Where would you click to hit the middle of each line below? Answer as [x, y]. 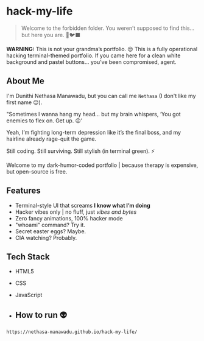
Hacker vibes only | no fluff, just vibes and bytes [76, 212]
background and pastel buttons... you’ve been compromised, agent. [91, 62]
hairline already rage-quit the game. [51, 139]
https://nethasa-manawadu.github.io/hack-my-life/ [72, 332]
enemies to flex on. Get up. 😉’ [44, 121]
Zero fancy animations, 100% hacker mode [69, 218]
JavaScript [29, 295]
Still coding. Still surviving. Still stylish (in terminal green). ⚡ [81, 151]
